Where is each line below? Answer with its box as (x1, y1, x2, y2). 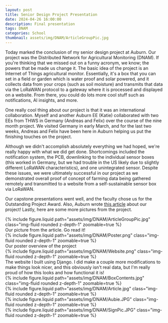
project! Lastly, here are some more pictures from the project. (5, 206, 132, 212)
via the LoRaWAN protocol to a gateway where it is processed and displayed (5, 86, 163, 92)
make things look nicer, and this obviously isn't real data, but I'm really (5, 264, 150, 270)
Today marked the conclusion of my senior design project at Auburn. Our (5, 49, 156, 55)
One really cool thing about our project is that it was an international (5, 106, 145, 113)
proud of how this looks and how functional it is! (5, 269, 104, 275)
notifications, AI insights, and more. (5, 97, 79, 103)
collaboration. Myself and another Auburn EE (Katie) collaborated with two (5, 112, 159, 118)
